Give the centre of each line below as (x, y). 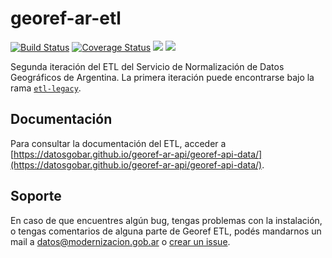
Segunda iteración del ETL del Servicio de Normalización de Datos (147, 66)
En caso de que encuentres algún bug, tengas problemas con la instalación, (166, 220)
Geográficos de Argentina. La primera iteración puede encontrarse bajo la (162, 77)
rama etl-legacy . (46, 88)
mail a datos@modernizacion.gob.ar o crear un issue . (120, 241)
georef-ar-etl (66, 18)
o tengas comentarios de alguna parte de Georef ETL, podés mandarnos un (166, 231)
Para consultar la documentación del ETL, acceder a (118, 143)
